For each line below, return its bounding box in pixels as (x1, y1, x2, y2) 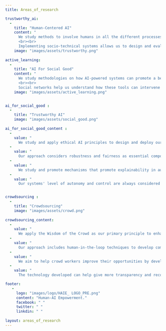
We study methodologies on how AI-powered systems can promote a (18, 76, 156, 81)
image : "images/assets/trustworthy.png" (14, 48, 98, 53)
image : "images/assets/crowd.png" (14, 208, 85, 213)
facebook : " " (16, 300, 45, 305)
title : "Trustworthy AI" (14, 112, 65, 118)
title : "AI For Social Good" (14, 67, 74, 72)
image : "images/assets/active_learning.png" (14, 89, 107, 94)
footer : (5, 282, 21, 287)
